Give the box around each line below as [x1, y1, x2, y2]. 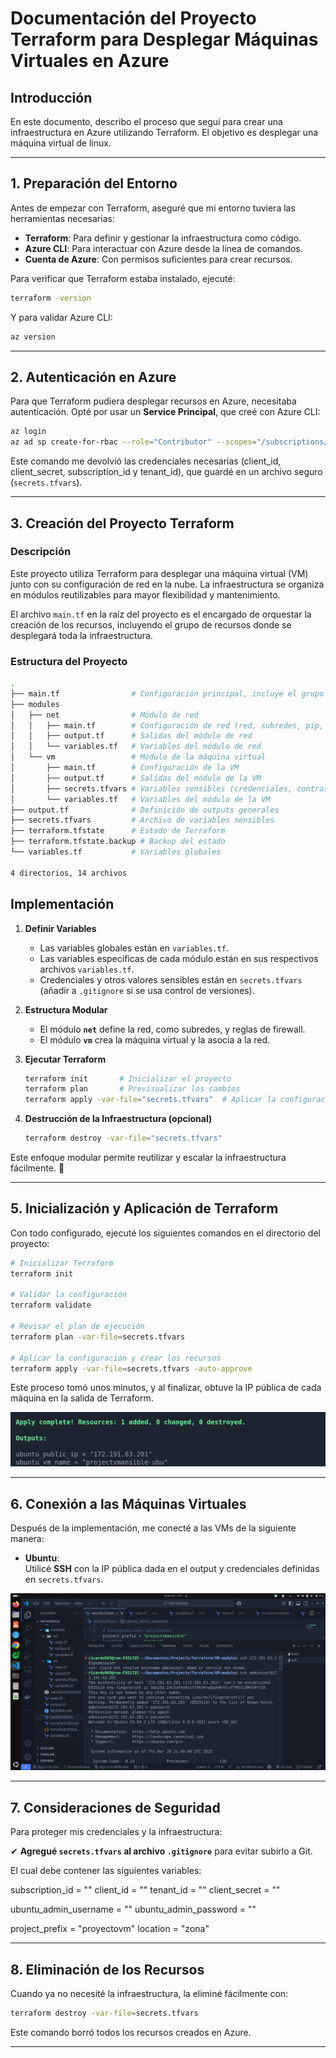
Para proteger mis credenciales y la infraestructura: [10, 1826, 223, 1838]
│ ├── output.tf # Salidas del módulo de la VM [10, 773, 262, 783]
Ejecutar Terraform [24, 1053, 107, 1065]
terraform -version [10, 293, 92, 303]
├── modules [10, 699, 60, 709]
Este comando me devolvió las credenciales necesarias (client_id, [10, 455, 282, 467]
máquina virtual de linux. [10, 137, 112, 149]
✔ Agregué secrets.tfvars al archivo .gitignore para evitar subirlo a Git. [10, 1845, 313, 1857]
